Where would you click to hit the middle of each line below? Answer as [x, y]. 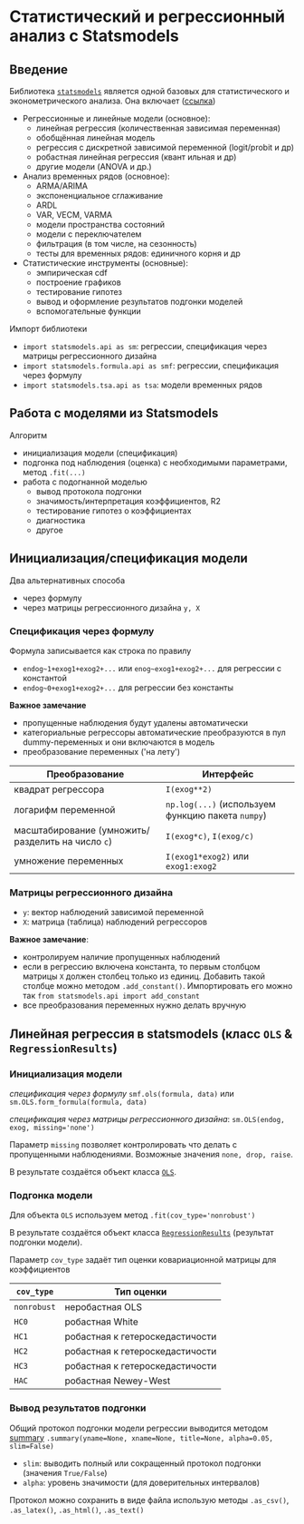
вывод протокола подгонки [89, 491]
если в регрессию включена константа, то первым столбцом [141, 967]
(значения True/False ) [65, 1472]
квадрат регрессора [59, 789]
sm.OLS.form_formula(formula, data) [78, 1102]
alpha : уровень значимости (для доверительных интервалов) [141, 1482]
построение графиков [79, 282]
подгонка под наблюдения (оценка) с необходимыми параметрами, [155, 462]
